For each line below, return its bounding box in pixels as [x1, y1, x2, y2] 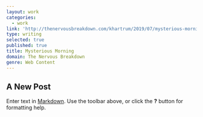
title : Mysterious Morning [6, 48, 74, 54]
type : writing [6, 31, 42, 37]
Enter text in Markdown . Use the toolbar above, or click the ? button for [6, 98, 183, 105]
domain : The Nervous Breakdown [6, 54, 85, 60]
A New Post [6, 81, 51, 92]
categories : [6, 14, 36, 21]
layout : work [6, 8, 39, 15]
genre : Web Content [6, 59, 56, 65]
